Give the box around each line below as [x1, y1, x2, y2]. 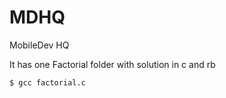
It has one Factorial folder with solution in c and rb [9, 58, 216, 70]
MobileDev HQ [9, 39, 70, 51]
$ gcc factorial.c [9, 77, 86, 88]
